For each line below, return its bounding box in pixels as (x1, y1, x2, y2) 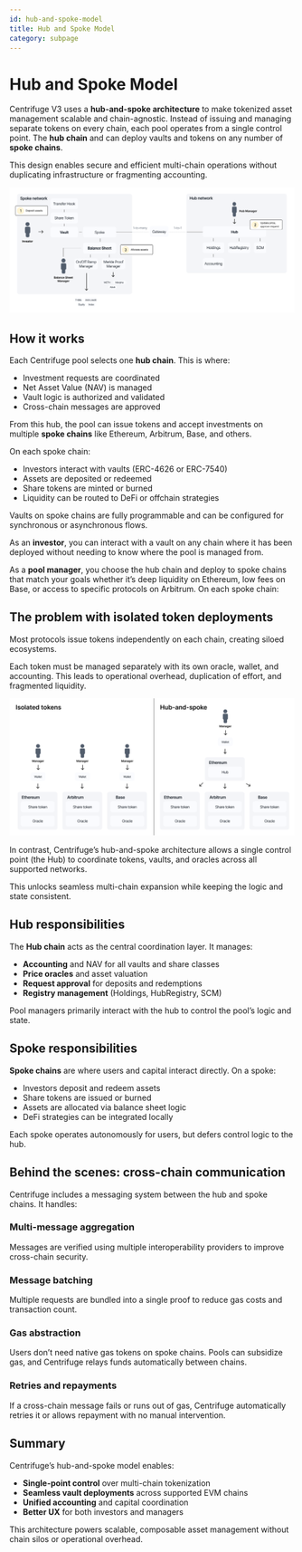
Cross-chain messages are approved (22, 401, 161, 412)
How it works (9, 331, 85, 346)
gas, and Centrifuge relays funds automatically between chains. (9, 1356, 247, 1367)
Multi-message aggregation (9, 1221, 136, 1233)
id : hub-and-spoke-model (9, 14, 103, 24)
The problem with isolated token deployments (9, 609, 274, 625)
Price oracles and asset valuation (22, 968, 148, 979)
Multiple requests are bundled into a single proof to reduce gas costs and (9, 1295, 283, 1306)
